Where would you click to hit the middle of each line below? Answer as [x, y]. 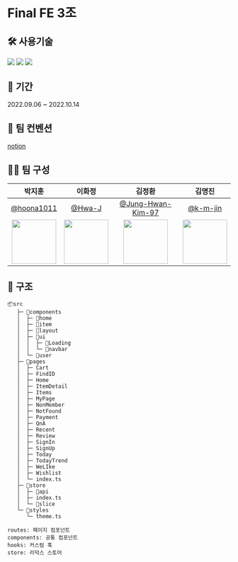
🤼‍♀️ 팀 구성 [29, 170]
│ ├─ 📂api [33, 492]
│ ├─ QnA [31, 424]
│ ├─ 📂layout [38, 331]
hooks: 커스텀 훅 [30, 545]
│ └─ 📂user [34, 356]
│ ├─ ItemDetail [42, 386]
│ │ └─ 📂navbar [42, 350]
